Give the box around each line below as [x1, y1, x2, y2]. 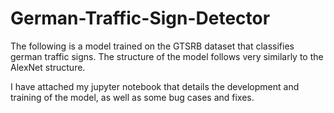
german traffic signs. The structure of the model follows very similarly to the [10, 50, 324, 62]
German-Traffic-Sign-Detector [10, 7, 271, 30]
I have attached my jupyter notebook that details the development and [10, 80, 300, 92]
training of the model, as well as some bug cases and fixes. [10, 91, 255, 103]
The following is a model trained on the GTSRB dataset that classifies [10, 40, 295, 52]
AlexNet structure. [10, 61, 86, 73]
